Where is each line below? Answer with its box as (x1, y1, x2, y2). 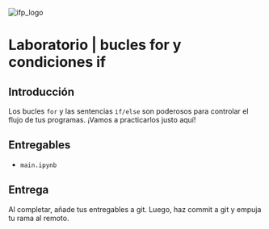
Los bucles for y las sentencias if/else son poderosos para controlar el (8, 106, 249, 116)
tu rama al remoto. (8, 213, 69, 223)
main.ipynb (19, 161, 57, 169)
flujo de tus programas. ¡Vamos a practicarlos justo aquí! (8, 115, 196, 124)
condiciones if (8, 53, 107, 72)
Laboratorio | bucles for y (8, 36, 182, 54)
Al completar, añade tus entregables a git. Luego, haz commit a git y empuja (8, 204, 262, 214)
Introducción (8, 85, 75, 98)
